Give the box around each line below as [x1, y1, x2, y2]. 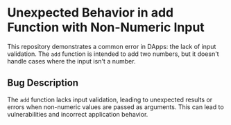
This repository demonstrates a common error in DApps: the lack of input [7, 42, 216, 50]
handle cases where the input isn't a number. [7, 57, 136, 65]
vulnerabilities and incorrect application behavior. [7, 110, 148, 118]
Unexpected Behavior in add [7, 5, 174, 21]
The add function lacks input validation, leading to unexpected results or [7, 95, 213, 104]
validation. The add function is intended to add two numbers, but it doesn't [7, 50, 220, 58]
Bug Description [7, 77, 78, 89]
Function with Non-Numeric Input [7, 19, 205, 35]
